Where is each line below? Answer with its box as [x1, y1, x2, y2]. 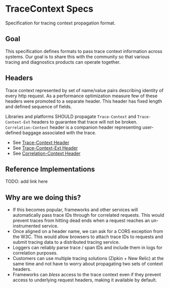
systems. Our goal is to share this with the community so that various [5, 53, 150, 60]
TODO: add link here [5, 179, 48, 185]
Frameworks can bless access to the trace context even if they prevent [12, 272, 161, 278]
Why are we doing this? [5, 193, 81, 201]
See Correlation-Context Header [12, 150, 81, 156]
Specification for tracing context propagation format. [5, 20, 116, 26]
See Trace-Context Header [12, 139, 70, 146]
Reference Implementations [5, 165, 95, 174]
